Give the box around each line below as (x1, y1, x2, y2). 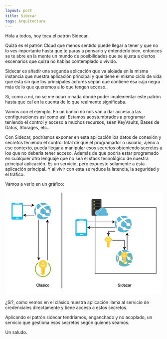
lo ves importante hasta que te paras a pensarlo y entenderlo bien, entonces (5, 48, 162, 54)
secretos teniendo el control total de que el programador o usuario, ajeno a (5, 140, 160, 146)
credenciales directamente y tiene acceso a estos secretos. (5, 305, 128, 311)
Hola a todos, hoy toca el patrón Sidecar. (5, 33, 89, 39)
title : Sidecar (5, 13, 37, 18)
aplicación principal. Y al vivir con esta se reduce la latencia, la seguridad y (5, 166, 160, 172)
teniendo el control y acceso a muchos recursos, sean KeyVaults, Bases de (5, 119, 160, 125)
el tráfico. (5, 171, 25, 177)
